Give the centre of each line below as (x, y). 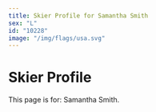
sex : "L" (23, 23)
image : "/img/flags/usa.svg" (57, 38)
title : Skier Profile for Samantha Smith (78, 16)
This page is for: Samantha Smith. (64, 100)
